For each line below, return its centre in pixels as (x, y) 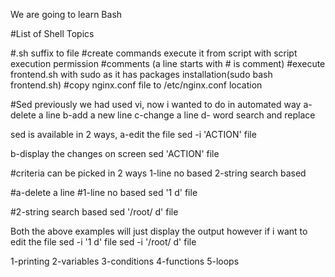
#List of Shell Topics (52, 33)
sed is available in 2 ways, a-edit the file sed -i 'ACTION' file (133, 134)
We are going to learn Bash (66, 14)
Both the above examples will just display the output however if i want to (159, 231)
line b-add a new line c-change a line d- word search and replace (180, 115)
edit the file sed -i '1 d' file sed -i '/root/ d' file (103, 242)
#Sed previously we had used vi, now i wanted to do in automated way (156, 104)
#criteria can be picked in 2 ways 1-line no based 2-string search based (158, 173)
